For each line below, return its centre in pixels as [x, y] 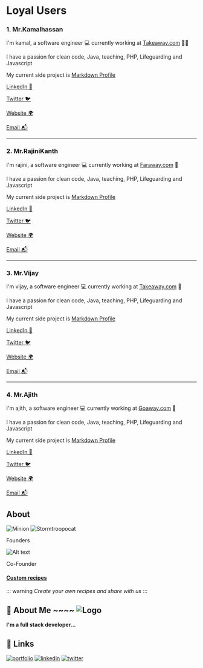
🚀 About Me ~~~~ [40, 610]
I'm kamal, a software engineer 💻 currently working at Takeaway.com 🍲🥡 [98, 43]
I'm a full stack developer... [41, 625]
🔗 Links [20, 644]
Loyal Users [37, 11]
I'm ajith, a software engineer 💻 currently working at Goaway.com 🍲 [91, 408]
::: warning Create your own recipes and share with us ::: [77, 591]
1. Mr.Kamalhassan [35, 30]
